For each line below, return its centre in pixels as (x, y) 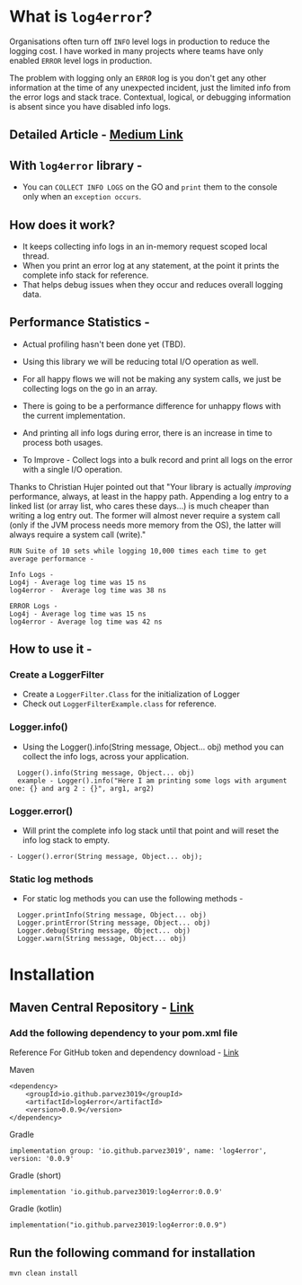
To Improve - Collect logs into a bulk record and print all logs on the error (157, 459)
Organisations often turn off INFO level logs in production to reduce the (140, 41)
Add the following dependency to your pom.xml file (124, 1032)
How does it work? (62, 225)
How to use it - (51, 649)
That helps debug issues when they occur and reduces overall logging (152, 284)
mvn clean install (44, 1273)
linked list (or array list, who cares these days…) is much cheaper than (139, 506)
